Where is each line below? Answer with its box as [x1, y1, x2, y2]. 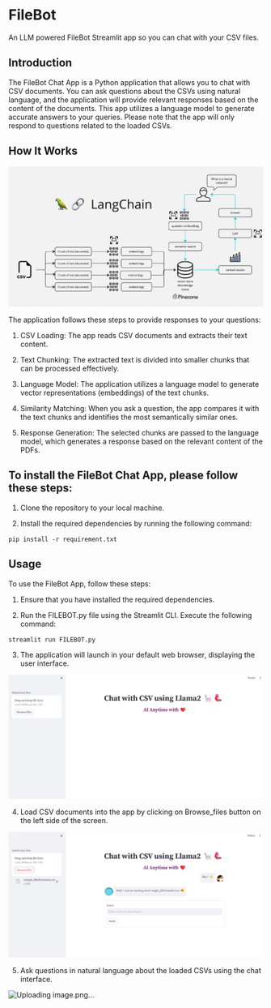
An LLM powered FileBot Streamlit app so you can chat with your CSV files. [8, 32, 259, 42]
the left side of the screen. [19, 816, 108, 826]
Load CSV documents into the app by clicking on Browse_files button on [19, 807, 261, 817]
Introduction [8, 56, 73, 70]
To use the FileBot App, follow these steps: [8, 578, 151, 589]
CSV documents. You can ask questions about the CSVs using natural [8, 86, 241, 96]
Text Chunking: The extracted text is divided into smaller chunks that [19, 354, 250, 364]
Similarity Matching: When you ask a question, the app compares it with [19, 403, 260, 413]
